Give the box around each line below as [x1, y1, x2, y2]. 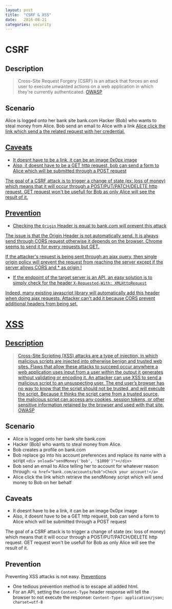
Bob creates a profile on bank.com [12, 446, 86, 452]
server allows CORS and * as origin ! [5, 264, 82, 270]
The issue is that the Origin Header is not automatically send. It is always [5, 232, 159, 239]
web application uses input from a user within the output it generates [17, 369, 163, 375]
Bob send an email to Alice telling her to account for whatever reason [12, 463, 159, 469]
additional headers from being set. [5, 300, 78, 307]
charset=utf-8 [12, 600, 43, 605]
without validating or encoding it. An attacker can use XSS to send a [17, 374, 162, 380]
